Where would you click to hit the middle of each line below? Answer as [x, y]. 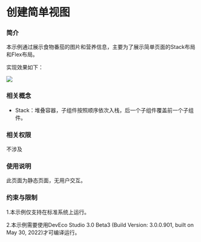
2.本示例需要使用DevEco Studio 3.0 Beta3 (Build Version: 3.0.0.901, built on [100, 224]
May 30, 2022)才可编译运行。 [43, 232]
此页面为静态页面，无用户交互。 [46, 180]
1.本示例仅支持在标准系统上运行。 [48, 212]
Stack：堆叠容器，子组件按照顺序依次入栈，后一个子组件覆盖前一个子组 [104, 110]
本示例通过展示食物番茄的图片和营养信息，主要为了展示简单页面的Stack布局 [101, 47]
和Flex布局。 [22, 54]
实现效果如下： [25, 68]
